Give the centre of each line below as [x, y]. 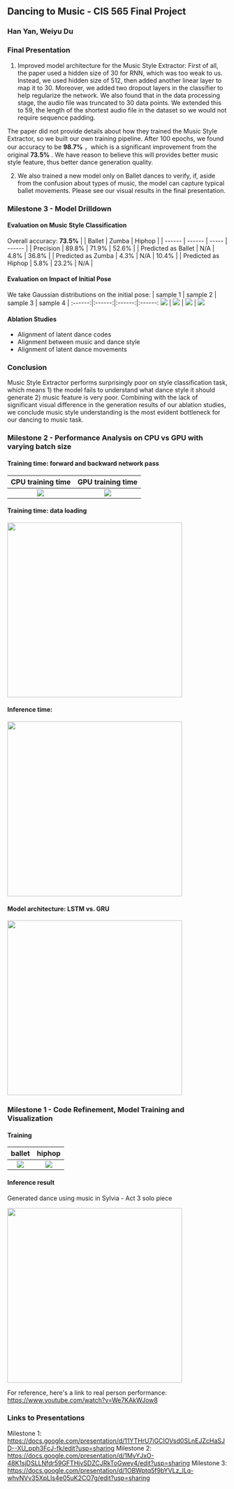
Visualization [30, 1118]
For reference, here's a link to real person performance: [87, 1392]
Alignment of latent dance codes [64, 334]
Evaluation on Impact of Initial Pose [59, 279]
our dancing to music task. [45, 420]
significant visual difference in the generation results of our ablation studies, [117, 405]
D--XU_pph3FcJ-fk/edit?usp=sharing [61, 1448]
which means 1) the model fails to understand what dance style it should [111, 390]
